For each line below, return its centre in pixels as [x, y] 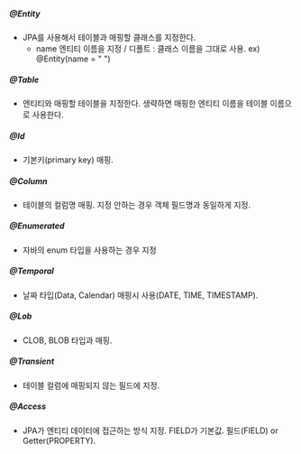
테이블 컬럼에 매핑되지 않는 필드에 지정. [91, 385]
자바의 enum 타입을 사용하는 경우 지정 [89, 250]
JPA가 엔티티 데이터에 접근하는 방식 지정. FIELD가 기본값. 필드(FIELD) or [150, 431]
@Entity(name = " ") [73, 59]
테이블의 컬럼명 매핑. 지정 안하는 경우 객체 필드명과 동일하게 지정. [136, 205]
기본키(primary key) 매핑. [68, 160]
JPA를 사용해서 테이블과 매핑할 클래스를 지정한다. [109, 37]
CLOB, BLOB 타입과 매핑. [67, 340]
